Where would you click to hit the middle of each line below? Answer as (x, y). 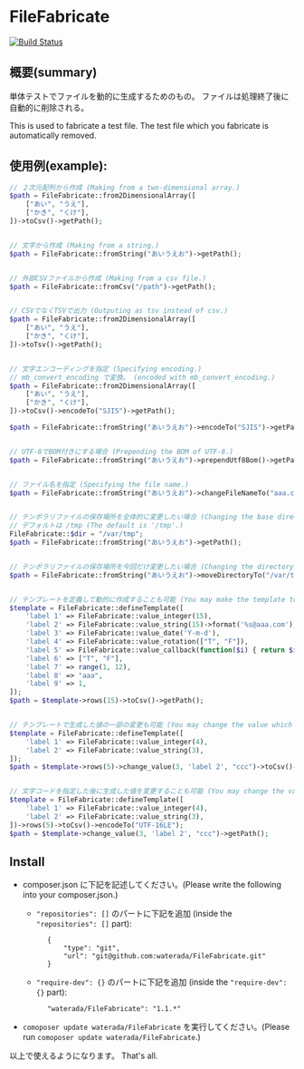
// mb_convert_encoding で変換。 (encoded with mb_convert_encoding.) (142, 377)
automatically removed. (53, 135)
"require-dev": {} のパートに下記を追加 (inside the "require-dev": (161, 982)
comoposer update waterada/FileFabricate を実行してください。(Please (156, 1027)
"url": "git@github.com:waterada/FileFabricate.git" (165, 957)
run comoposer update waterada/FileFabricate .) (111, 1037)
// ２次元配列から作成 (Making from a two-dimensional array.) (125, 188)
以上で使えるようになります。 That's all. (84, 1056)
